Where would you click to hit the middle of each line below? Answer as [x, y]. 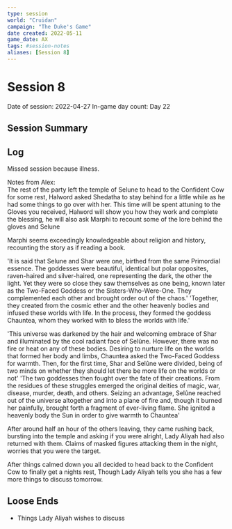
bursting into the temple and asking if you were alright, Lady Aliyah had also [116, 436]
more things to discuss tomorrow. [55, 480]
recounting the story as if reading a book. [66, 247]
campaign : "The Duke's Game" [49, 26]
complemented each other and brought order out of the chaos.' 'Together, [113, 298]
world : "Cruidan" [32, 20]
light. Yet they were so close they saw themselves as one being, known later [116, 284]
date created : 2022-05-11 [44, 33]
